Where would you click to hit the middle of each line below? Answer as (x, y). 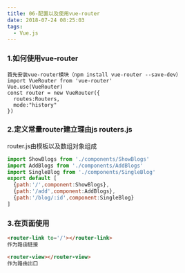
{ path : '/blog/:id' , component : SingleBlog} (74, 198)
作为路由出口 (23, 263)
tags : (15, 26)
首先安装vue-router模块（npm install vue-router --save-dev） (94, 74)
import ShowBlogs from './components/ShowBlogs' (78, 159)
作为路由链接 (23, 245)
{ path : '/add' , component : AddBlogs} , (65, 191)
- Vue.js (26, 33)
